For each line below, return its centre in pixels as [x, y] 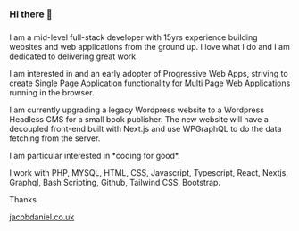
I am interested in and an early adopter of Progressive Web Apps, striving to [149, 73]
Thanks [23, 199]
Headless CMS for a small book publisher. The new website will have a [139, 119]
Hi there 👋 [31, 14]
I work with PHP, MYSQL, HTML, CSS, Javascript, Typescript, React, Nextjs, [149, 172]
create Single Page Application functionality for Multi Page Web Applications [150, 83]
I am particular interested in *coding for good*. [95, 155]
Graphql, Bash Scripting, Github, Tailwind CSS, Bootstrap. [115, 182]
